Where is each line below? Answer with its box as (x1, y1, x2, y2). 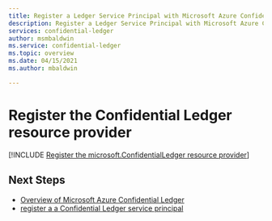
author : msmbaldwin (8, 34, 74, 43)
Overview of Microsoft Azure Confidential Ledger (19, 194, 185, 204)
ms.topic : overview (8, 49, 74, 57)
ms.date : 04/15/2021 (8, 57, 79, 65)
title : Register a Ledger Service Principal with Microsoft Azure (8, 11, 237, 20)
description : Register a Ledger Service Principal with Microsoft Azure (8, 19, 259, 27)
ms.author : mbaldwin (8, 65, 79, 73)
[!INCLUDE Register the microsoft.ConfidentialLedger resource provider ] (8, 150, 249, 160)
